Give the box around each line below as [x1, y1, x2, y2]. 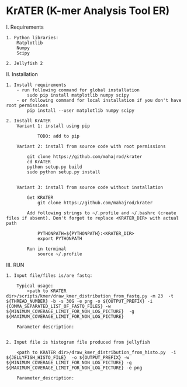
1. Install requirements [6, 82, 67, 88]
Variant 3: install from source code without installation [16, 184, 164, 190]
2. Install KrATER [6, 118, 51, 124]
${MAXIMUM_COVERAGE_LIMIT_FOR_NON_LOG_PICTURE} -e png [6, 365, 143, 371]
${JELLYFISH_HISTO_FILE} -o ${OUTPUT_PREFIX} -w [6, 354, 130, 361]
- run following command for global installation [16, 87, 140, 93]
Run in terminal [27, 246, 67, 252]
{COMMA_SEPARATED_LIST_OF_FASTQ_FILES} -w [6, 303, 111, 309]
